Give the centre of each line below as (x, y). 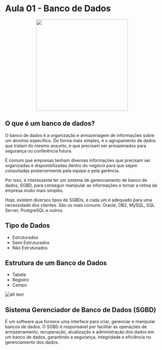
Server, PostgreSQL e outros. (34, 210)
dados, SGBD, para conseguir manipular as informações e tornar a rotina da (81, 185)
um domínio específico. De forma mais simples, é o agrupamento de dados (81, 140)
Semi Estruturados (31, 242)
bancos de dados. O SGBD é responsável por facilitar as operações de (76, 327)
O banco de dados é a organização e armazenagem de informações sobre (80, 135)
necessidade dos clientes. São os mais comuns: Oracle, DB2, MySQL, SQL (80, 205)
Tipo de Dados (28, 225)
